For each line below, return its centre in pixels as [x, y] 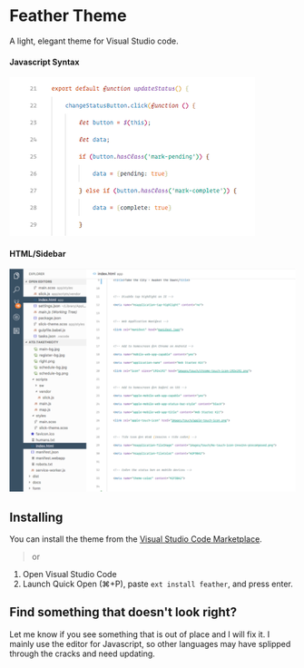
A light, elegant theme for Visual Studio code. [94, 41]
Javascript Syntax [44, 62]
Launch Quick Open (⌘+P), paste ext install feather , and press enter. [157, 584]
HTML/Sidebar [38, 253]
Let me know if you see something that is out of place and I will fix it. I [140, 634]
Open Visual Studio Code [69, 574]
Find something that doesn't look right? [123, 612]
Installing [36, 517]
